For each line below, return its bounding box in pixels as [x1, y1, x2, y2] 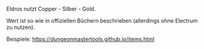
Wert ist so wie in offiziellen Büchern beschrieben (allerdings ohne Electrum [6, 17, 198, 24]
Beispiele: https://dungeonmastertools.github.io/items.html [6, 36, 155, 42]
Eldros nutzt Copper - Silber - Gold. [6, 6, 96, 12]
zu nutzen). [6, 24, 36, 31]
